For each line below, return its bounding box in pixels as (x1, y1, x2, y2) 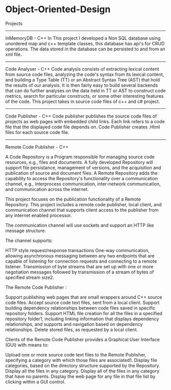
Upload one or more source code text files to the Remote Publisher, (5, 351, 147, 357)
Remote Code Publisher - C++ (5, 144, 69, 150)
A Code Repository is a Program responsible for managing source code (5, 154, 155, 160)
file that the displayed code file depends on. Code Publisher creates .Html (5, 124, 160, 130)
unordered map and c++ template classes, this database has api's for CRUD (5, 40, 165, 46)
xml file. (5, 51, 22, 57)
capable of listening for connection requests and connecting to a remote (5, 258, 157, 264)
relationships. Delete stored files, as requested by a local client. (5, 326, 138, 332)
